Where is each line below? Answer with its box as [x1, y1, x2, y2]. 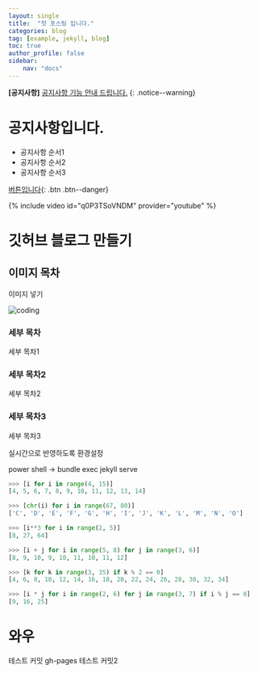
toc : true [8, 42, 42, 50]
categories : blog [8, 27, 67, 35]
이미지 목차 [8, 266, 60, 280]
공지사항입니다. [8, 119, 105, 137]
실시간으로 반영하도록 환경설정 [8, 448, 104, 457]
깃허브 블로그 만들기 [8, 231, 133, 250]
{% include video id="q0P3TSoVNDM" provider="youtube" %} [8, 200, 217, 210]
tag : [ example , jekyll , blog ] [8, 34, 110, 43]
